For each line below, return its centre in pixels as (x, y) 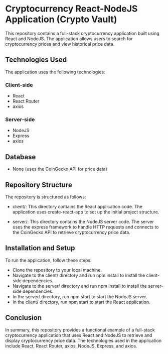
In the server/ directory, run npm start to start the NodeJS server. (80, 296)
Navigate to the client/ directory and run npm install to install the (79, 275)
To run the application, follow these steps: (48, 260)
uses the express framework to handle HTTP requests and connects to (86, 227)
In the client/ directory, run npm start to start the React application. (81, 302)
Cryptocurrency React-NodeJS (71, 9)
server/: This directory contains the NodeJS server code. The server (83, 221)
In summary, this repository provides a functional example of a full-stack (80, 330)
